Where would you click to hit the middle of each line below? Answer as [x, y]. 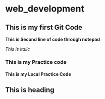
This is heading [30, 90]
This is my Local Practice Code [38, 74]
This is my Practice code [36, 62]
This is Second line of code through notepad [52, 39]
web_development [45, 9]
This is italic [18, 49]
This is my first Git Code [44, 27]
